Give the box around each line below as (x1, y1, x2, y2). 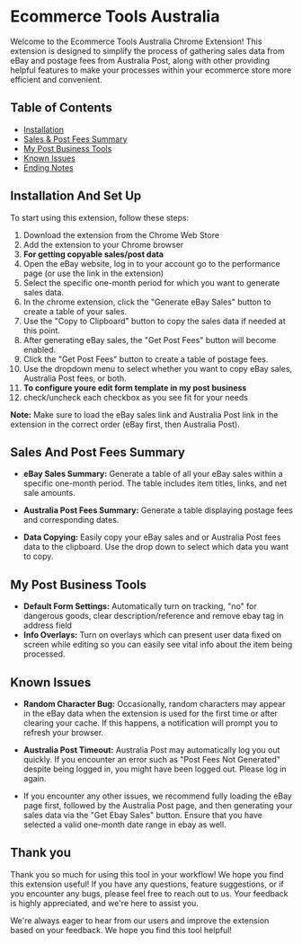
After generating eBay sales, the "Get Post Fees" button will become (22, 334, 277, 345)
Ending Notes (22, 162, 75, 172)
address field (22, 620, 73, 631)
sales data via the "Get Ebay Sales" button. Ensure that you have (22, 810, 263, 820)
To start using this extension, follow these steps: (10, 212, 190, 223)
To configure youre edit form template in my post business (22, 382, 247, 393)
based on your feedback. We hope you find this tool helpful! (10, 924, 233, 935)
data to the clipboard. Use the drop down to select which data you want (22, 542, 289, 552)
